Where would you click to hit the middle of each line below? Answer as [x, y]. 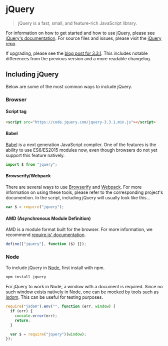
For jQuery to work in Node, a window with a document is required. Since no [84, 287]
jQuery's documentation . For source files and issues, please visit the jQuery [84, 38]
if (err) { [21, 311]
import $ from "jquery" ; [31, 164]
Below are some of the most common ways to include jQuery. [69, 86]
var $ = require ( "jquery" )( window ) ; [48, 334]
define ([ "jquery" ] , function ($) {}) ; [46, 244]
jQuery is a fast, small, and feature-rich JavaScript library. [77, 23]
